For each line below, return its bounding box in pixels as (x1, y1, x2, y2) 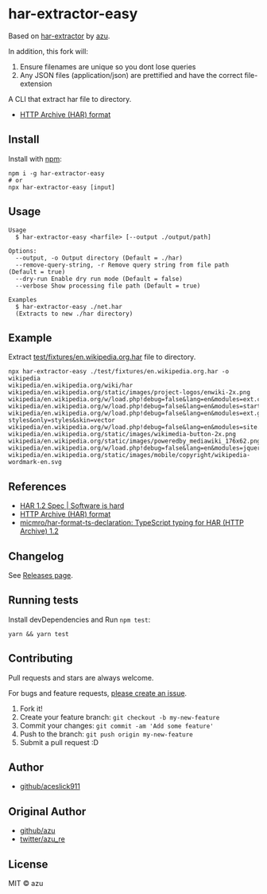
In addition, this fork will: (8, 46, 89, 56)
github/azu (19, 826, 56, 836)
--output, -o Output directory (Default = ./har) (15, 254, 183, 262)
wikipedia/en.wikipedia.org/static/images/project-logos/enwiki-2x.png (8, 388, 250, 396)
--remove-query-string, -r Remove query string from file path (15, 260, 229, 269)
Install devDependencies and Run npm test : (8, 615, 151, 624)
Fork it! (19, 704, 44, 713)
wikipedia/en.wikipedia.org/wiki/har (8, 381, 133, 390)
